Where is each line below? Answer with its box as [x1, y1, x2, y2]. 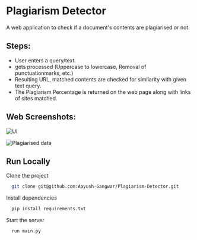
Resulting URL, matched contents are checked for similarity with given [14, 75, 187, 83]
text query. [14, 82, 42, 89]
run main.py [11, 228, 42, 234]
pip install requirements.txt [11, 206, 86, 212]
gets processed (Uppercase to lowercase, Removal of [14, 63, 147, 70]
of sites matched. [14, 94, 58, 102]
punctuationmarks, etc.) [14, 70, 74, 77]
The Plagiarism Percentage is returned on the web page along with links [14, 88, 191, 96]
